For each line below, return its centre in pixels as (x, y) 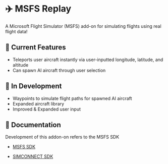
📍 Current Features (36, 47)
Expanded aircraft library (38, 103)
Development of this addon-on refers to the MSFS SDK (62, 137)
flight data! (16, 31)
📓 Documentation (33, 125)
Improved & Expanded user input (47, 109)
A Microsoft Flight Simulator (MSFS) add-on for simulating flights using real (83, 26)
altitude (20, 65)
